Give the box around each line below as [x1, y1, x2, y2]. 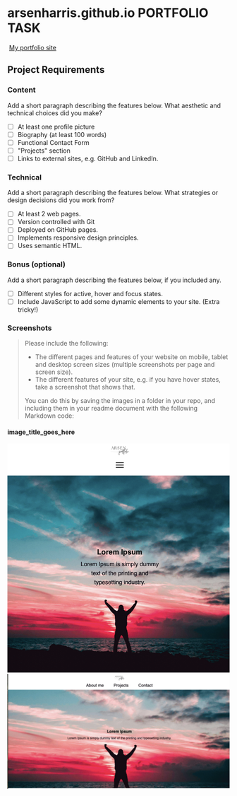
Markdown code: [24, 411, 74, 420]
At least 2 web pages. [17, 210, 81, 218]
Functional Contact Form [17, 138, 90, 146]
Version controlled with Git [17, 218, 95, 226]
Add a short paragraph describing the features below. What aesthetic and [7, 101, 221, 110]
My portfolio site [8, 43, 56, 52]
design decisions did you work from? [7, 196, 115, 204]
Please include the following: [24, 339, 109, 348]
